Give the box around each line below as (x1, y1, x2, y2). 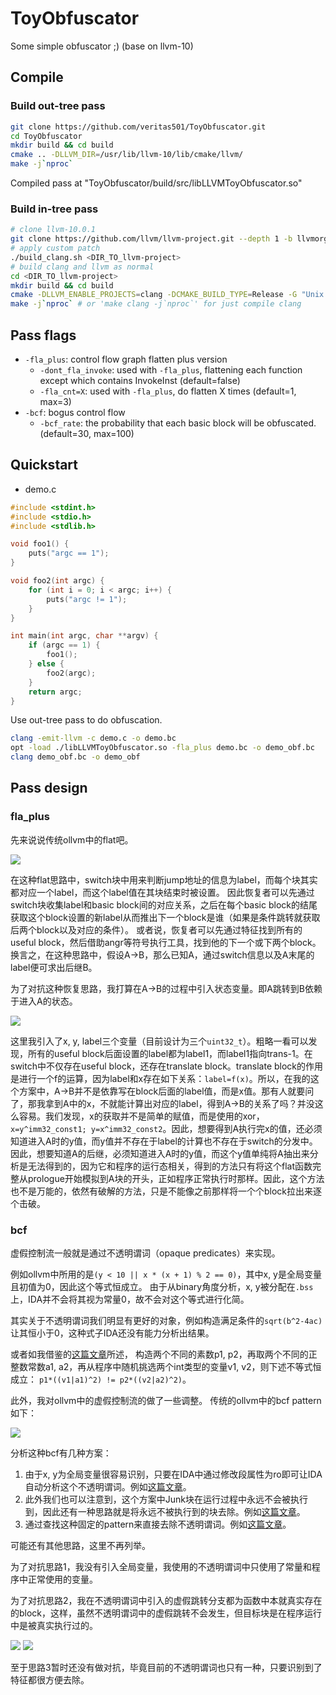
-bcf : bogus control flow (24, 406, 126, 418)
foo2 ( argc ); (46, 668, 97, 678)
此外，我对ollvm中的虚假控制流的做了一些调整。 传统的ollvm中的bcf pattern (10, 1395, 322, 1407)
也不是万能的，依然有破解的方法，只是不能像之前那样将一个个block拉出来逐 (10, 1185, 323, 1197)
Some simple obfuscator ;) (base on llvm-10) (10, 40, 194, 52)
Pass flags (10, 327, 77, 344)
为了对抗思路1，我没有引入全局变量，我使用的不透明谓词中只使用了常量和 (10, 1561, 312, 1573)
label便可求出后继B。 (10, 961, 98, 973)
